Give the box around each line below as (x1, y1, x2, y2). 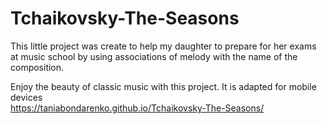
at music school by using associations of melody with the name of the (10, 50, 298, 62)
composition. (10, 61, 65, 73)
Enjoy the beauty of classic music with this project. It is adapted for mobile (10, 80, 317, 92)
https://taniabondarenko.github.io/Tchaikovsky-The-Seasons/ (10, 102, 265, 114)
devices (10, 91, 43, 103)
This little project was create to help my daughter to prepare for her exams (10, 40, 317, 52)
